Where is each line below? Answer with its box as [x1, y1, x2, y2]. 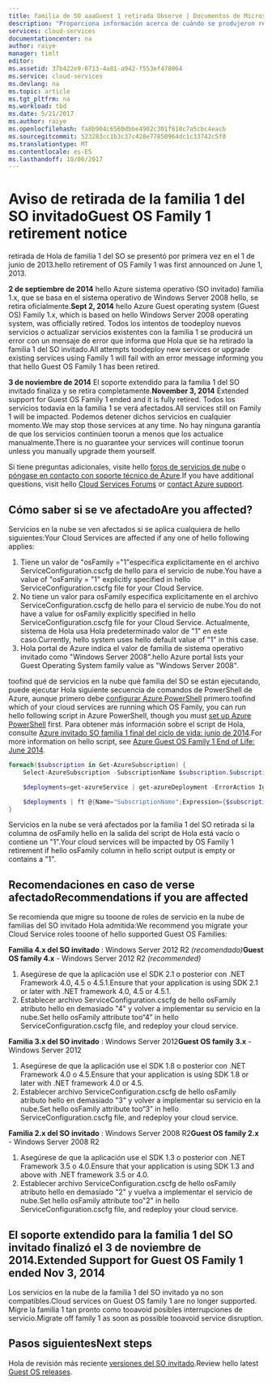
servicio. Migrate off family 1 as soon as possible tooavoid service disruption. [8, 1313, 264, 1322]
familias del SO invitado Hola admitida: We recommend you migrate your [8, 921, 249, 931]
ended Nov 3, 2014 [8, 1266, 105, 1279]
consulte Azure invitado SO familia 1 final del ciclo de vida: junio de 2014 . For [8, 728, 262, 738]
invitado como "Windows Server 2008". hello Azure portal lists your [19, 652, 244, 662]
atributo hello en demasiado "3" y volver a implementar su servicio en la [19, 1095, 261, 1105]
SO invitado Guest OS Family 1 [8, 208, 211, 225]
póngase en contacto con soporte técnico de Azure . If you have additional [8, 471, 254, 481]
